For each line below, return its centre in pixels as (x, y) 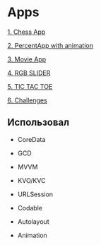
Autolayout (33, 221)
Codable (30, 208)
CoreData (31, 139)
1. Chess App (26, 32)
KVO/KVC (31, 180)
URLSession (35, 194)
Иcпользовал (38, 122)
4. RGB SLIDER (29, 73)
